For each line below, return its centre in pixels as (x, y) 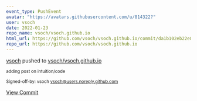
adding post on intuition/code (36, 71)
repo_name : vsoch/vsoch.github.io (48, 33)
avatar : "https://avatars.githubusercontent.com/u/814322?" (81, 17)
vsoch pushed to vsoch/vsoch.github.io (54, 60)
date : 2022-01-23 (27, 28)
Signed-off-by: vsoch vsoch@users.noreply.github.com (62, 81)
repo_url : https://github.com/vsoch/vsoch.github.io (72, 44)
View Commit (22, 92)
